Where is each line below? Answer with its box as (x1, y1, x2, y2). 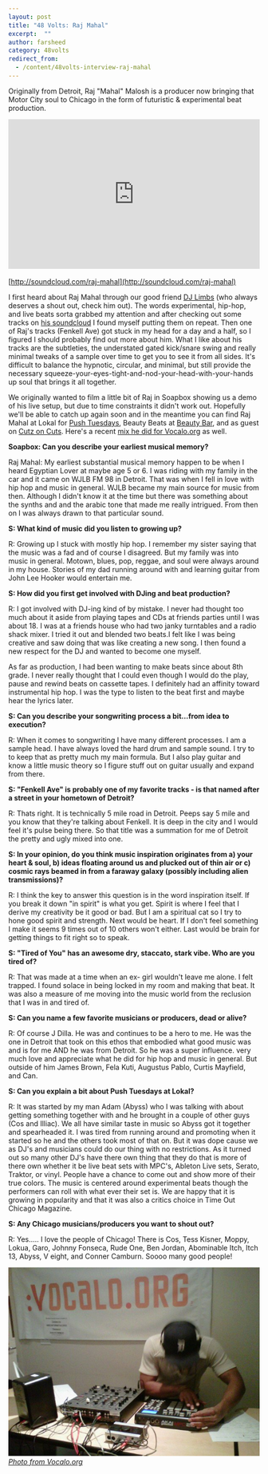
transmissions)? (8, 875, 64, 884)
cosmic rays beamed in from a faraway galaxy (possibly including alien (8, 866, 249, 875)
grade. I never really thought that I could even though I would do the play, (8, 670, 249, 680)
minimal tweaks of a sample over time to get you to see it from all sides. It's (8, 351, 256, 361)
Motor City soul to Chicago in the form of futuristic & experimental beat (8, 94, 242, 104)
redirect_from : (8, 55, 59, 63)
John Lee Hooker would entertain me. (8, 573, 132, 583)
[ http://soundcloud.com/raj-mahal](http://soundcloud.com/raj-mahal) (8, 276, 237, 287)
